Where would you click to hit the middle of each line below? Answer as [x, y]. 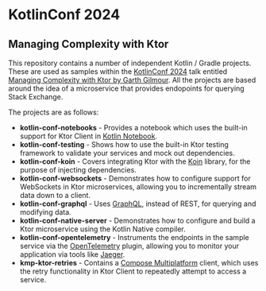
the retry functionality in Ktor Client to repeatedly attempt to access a [133, 271]
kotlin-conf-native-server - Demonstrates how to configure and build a [137, 221]
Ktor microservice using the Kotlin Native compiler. [103, 229]
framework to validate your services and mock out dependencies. [127, 153]
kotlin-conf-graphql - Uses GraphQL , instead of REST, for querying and [138, 204]
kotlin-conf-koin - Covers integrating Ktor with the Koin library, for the [135, 161]
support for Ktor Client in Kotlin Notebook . [88, 136]
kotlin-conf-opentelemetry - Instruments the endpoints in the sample [135, 237]
